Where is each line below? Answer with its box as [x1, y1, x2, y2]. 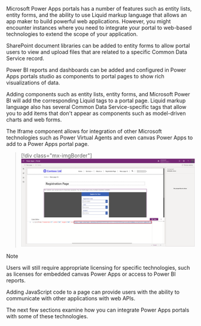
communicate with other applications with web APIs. [6, 294, 136, 301]
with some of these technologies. [6, 312, 89, 319]
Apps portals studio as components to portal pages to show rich [6, 73, 165, 80]
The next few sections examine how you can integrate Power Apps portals [6, 306, 190, 313]
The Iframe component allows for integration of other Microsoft [6, 128, 162, 135]
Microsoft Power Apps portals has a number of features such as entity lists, [6, 5, 192, 12]
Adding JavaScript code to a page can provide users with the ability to [6, 288, 180, 295]
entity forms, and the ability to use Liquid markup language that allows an [6, 11, 187, 19]
